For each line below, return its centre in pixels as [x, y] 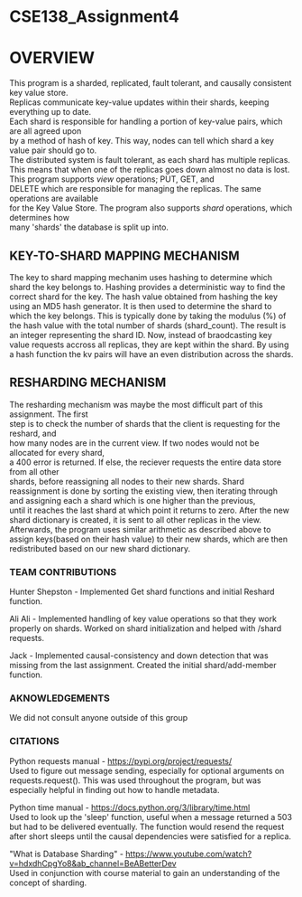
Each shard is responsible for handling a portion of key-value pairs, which [146, 122]
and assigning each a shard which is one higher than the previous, [133, 500]
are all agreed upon [46, 131]
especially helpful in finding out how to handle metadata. [114, 789]
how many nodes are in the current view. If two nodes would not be [134, 443]
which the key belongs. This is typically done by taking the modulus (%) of [148, 316]
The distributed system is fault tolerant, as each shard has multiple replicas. [150, 160]
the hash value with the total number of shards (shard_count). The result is [148, 325]
